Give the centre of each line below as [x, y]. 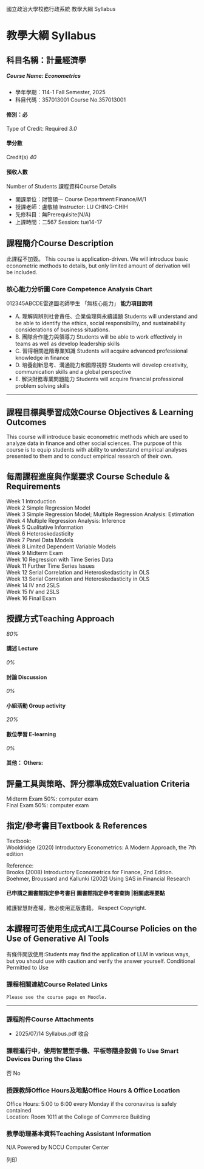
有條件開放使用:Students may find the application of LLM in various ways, [98, 954]
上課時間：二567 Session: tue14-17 [58, 222]
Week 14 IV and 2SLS [33, 585]
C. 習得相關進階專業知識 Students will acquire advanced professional [101, 351]
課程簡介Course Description [60, 243]
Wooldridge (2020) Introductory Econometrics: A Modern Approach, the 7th [101, 847]
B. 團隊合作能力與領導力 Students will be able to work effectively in [99, 337]
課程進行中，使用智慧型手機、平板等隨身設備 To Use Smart [93, 1051]
